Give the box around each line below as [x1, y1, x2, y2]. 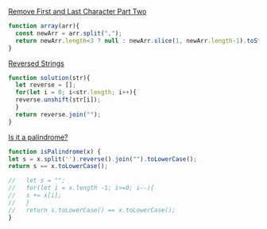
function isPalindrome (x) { [8, 147, 102, 155]
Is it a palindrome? [8, 132, 69, 142]
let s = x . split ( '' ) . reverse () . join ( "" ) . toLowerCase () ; [8, 155, 197, 163]
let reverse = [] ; [15, 81, 77, 90]
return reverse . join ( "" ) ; [15, 110, 102, 118]
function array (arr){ [8, 22, 80, 30]
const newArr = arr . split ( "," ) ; [15, 29, 123, 37]
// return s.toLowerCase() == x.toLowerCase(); [8, 206, 176, 214]
